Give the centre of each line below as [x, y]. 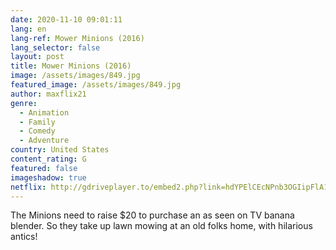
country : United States [60, 150]
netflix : [28, 187]
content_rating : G [48, 159]
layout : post [37, 57]
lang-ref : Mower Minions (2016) [77, 38]
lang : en [28, 29]
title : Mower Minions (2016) [71, 66]
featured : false [44, 168]
